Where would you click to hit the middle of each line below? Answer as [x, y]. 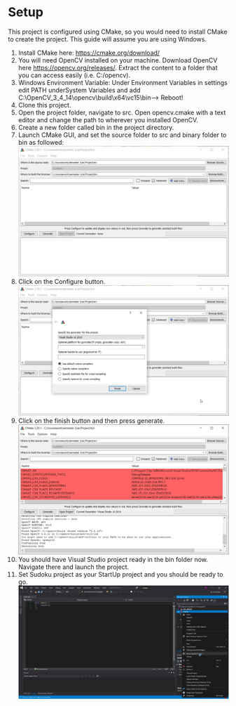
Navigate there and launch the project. [74, 567]
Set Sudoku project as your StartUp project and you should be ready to [120, 575]
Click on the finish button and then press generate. [91, 420]
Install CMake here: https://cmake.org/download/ [89, 53]
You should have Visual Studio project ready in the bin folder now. [113, 560]
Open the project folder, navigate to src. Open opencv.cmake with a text [122, 112]
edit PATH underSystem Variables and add [79, 90]
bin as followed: [41, 142]
